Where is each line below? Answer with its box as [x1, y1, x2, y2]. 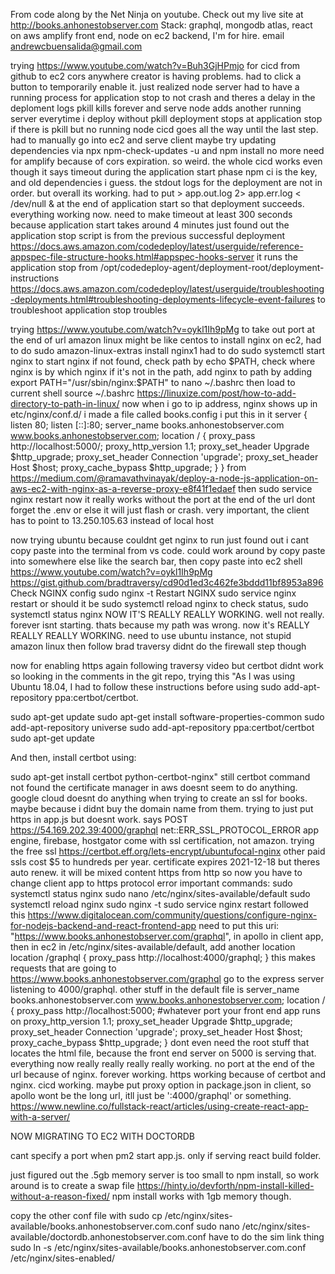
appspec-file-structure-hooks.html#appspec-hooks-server [10, 251, 255, 263]
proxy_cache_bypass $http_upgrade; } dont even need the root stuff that [10, 1037, 310, 1048]
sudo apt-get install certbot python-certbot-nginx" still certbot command [10, 771, 311, 783]
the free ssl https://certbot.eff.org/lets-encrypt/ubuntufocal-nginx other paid [10, 845, 326, 857]
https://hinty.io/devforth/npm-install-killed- [136, 1180, 315, 1191]
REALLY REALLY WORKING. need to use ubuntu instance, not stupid [10, 630, 292, 641]
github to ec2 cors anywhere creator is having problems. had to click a [10, 70, 302, 82]
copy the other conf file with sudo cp [10, 1210, 163, 1221]
